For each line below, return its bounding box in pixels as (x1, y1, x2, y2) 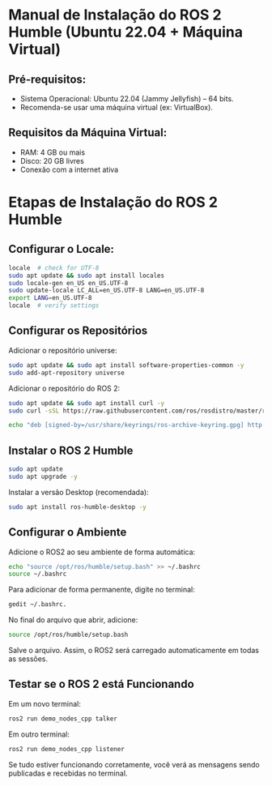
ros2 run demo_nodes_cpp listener (8, 745, 125, 753)
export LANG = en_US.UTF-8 (8, 294, 92, 302)
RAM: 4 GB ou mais (19, 147, 86, 157)
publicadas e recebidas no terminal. (8, 768, 128, 778)
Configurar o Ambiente (8, 525, 127, 540)
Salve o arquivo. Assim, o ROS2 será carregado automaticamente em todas (8, 646, 259, 655)
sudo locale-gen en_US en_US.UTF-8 (8, 279, 129, 287)
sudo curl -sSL (8, 407, 60, 415)
